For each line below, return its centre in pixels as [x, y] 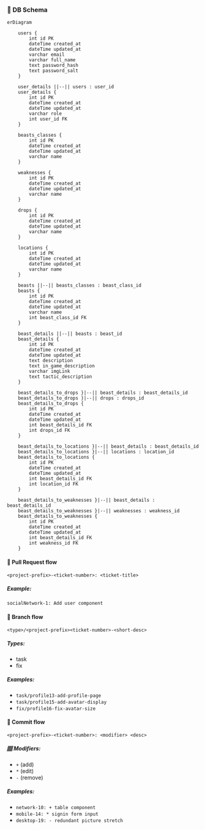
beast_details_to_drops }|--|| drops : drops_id [81, 398]
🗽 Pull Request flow [32, 562]
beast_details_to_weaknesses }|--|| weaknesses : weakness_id [99, 511]
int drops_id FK [50, 431]
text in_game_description [62, 366]
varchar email [47, 55]
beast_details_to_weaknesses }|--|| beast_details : [87, 500]
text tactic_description [61, 377]
